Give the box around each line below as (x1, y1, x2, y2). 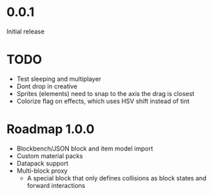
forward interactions (26, 181, 86, 189)
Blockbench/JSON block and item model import (16, 144, 154, 153)
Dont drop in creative (16, 81, 78, 91)
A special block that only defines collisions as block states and (26, 173, 207, 182)
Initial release (6, 27, 45, 36)
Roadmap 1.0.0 (6, 121, 95, 137)
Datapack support (16, 159, 69, 167)
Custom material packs (16, 151, 84, 160)
